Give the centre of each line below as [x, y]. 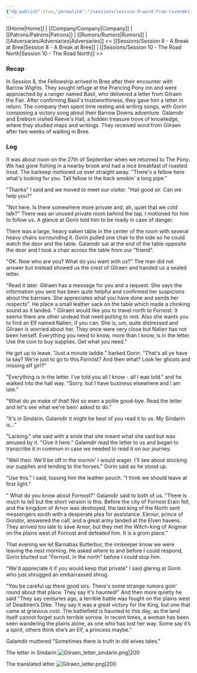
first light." [18, 484]
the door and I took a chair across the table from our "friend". [80, 250]
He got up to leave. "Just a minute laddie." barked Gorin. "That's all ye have [97, 353]
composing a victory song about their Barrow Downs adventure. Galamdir [95, 112]
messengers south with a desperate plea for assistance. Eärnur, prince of [95, 514]
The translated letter [31, 664]
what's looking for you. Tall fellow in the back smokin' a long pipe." [86, 178]
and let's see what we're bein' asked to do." [59, 407]
